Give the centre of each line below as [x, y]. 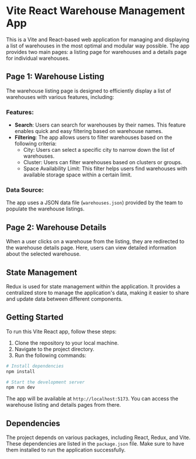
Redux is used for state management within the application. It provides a [93, 286]
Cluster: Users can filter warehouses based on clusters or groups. [103, 162]
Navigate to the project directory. [54, 349]
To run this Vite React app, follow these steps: [61, 331]
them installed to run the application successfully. [66, 450]
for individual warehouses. [38, 58]
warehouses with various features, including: [60, 97]
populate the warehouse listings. [45, 209]
